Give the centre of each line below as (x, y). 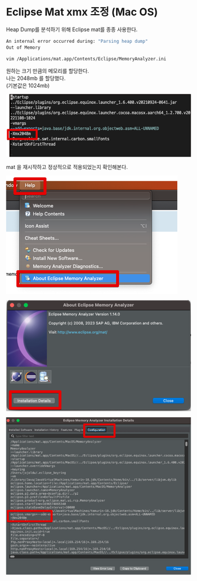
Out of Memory (23, 48)
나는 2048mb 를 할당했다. (36, 78)
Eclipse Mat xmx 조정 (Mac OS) (82, 12)
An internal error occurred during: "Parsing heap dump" (77, 41)
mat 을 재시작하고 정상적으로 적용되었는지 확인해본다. (67, 167)
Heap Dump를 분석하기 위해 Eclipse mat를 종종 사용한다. (72, 29)
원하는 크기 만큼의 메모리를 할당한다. (47, 70)
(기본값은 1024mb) (28, 85)
